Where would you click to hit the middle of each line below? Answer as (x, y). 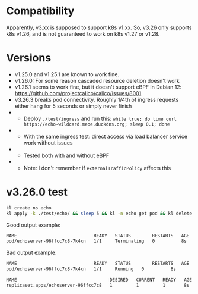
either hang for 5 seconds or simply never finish (73, 106)
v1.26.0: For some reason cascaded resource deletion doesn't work (97, 80)
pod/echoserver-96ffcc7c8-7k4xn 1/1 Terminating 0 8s (96, 241)
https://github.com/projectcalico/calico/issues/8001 (78, 93)
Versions (29, 58)
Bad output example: (31, 253)
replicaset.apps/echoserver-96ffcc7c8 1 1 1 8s (98, 285)
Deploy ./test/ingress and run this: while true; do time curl (100, 118)
